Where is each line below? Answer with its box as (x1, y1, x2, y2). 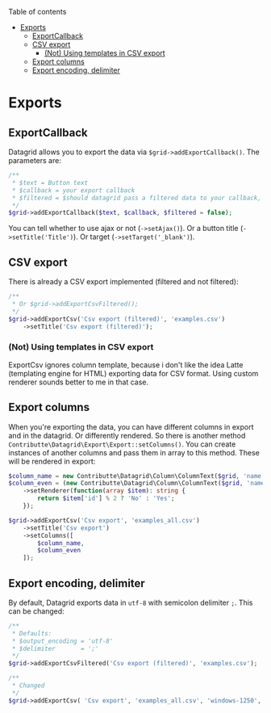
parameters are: (8, 156, 62, 165)
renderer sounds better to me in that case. (8, 377, 149, 387)
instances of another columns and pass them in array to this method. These (8, 447, 260, 457)
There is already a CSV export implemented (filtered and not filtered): (8, 277, 239, 287)
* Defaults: (11, 629, 52, 637)
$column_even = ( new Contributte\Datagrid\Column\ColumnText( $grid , (8, 480, 244, 488)
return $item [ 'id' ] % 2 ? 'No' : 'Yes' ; (37, 494, 175, 503)
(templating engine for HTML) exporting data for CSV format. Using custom (8, 368, 259, 378)
